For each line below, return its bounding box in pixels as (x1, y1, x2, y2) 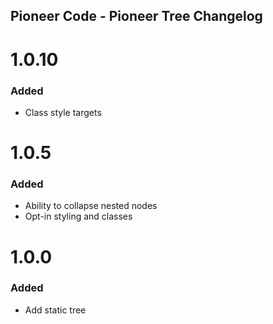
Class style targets (24, 106, 102, 118)
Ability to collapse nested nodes (24, 200, 158, 212)
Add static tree (24, 304, 87, 316)
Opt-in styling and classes (24, 210, 133, 223)
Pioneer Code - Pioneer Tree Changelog (10, 8, 263, 25)
